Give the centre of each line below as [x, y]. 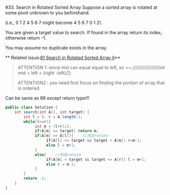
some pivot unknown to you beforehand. [48, 13]
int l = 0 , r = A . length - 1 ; [53, 117]
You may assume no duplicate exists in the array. [56, 48]
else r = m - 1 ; [61, 164]
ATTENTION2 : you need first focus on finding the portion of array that [91, 83]
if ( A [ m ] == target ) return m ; [67, 131]
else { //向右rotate [58, 155]
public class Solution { [31, 107]
